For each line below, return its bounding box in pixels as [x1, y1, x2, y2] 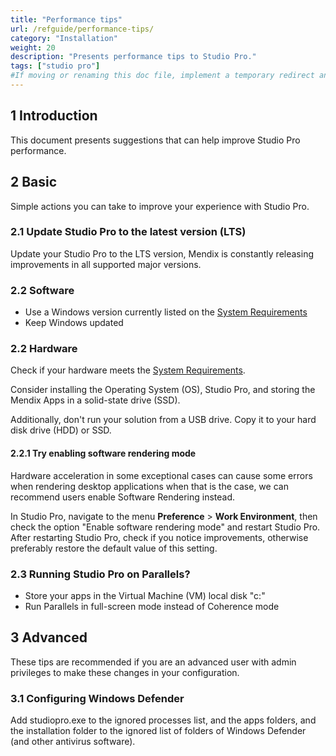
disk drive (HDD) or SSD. [10, 424, 112, 436]
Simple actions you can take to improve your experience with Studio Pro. [10, 200, 310, 212]
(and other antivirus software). [10, 736, 136, 747]
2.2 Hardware [10, 342, 78, 356]
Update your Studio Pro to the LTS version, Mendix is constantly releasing [10, 247, 315, 260]
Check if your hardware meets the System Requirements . [10, 364, 246, 376]
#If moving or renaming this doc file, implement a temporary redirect [10, 71, 315, 81]
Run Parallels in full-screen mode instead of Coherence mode [24, 600, 280, 612]
